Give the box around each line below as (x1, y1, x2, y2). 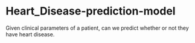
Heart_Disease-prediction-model (5, 4, 176, 18)
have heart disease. (5, 30, 55, 38)
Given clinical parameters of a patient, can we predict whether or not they (5, 24, 190, 31)
